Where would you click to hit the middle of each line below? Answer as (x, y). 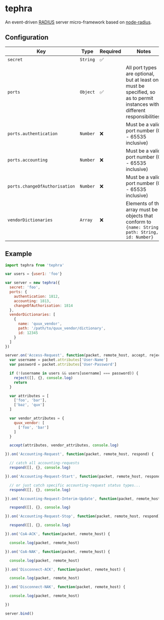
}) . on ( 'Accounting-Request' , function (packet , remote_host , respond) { (79, 454)
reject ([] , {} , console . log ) (43, 378)
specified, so (141, 92)
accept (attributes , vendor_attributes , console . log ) (64, 445)
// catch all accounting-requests (44, 463)
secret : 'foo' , (25, 287)
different (136, 110)
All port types (142, 68)
